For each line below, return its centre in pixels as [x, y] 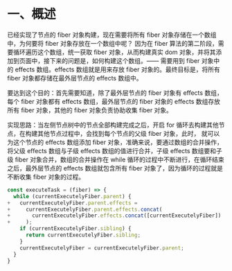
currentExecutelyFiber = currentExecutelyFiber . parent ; [102, 248]
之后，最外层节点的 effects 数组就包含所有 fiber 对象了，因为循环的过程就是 [115, 168]
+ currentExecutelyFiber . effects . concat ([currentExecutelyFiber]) [114, 216]
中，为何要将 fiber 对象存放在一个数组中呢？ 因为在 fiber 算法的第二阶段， [113, 43]
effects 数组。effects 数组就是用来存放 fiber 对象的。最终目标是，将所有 [117, 69]
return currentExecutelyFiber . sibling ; [83, 235]
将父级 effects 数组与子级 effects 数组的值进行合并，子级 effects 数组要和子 [115, 150]
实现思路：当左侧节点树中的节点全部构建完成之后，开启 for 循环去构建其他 [113, 125]
